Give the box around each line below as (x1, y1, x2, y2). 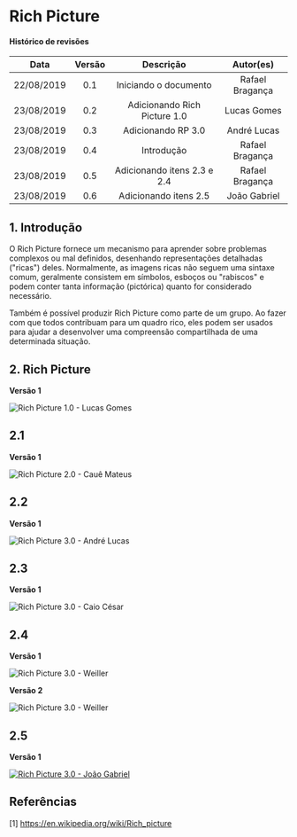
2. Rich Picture (9, 362, 91, 377)
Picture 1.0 (141, 110, 187, 122)
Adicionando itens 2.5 (118, 190, 210, 202)
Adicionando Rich (127, 99, 202, 112)
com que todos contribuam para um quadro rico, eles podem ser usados (9, 317, 274, 328)
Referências (9, 794, 78, 810)
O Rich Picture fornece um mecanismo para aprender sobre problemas (9, 244, 267, 254)
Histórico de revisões (9, 35, 90, 46)
